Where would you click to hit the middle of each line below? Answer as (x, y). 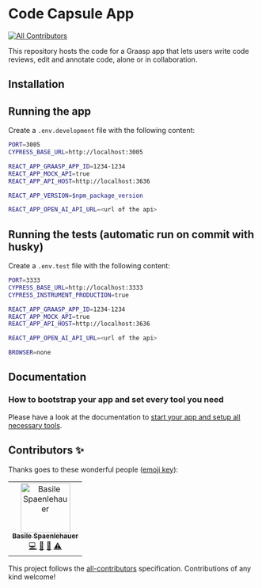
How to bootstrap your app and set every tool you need (116, 400)
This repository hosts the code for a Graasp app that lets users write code (129, 51)
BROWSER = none (30, 353)
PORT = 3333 (25, 281)
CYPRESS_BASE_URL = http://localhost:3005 (76, 152)
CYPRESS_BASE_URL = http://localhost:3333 (76, 287)
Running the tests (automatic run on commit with (131, 234)
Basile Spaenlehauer (46, 536)
